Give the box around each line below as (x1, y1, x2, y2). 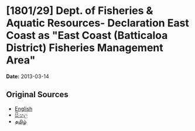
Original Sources (6, 90, 69, 100)
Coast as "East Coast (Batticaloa (6, 29, 168, 42)
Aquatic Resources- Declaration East (6, 16, 189, 30)
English (14, 105, 33, 112)
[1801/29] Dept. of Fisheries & (6, 4, 153, 17)
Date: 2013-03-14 (6, 73, 49, 80)
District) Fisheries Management (6, 41, 164, 55)
